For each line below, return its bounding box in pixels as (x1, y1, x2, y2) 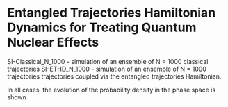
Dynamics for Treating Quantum (7, 19, 197, 35)
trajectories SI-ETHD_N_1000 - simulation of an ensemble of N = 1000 (7, 65, 207, 73)
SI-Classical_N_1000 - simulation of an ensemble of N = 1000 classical (7, 57, 209, 65)
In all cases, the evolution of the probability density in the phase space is (7, 85, 216, 94)
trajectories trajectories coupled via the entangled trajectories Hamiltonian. (7, 72, 222, 81)
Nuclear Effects (7, 35, 99, 50)
